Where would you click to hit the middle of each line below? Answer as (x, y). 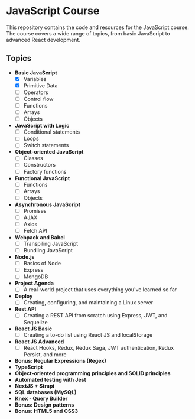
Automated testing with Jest (51, 379)
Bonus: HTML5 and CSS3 (46, 411)
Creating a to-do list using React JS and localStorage (88, 334)
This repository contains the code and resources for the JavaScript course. (97, 27)
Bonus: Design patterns (44, 405)
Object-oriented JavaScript (49, 152)
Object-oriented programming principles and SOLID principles (92, 373)
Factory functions (45, 171)
